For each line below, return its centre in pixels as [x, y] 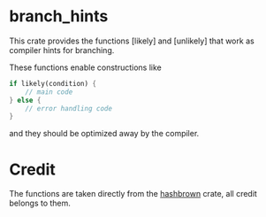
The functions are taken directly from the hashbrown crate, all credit [133, 194]
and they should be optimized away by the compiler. [104, 134]
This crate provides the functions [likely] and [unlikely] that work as [132, 41]
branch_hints [59, 16]
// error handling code [69, 108]
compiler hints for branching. [62, 50]
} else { [25, 100]
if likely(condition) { [53, 83]
